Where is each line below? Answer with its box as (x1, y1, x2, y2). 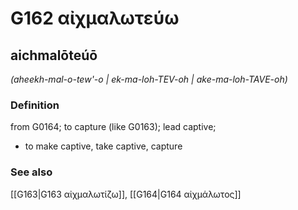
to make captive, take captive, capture (24, 140, 183, 152)
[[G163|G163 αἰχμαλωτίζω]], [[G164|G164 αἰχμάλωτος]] (10, 188, 242, 200)
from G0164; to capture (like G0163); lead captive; (10, 121, 217, 133)
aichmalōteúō (10, 47, 98, 64)
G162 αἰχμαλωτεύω (10, 7, 180, 30)
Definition (10, 98, 60, 112)
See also (10, 165, 53, 179)
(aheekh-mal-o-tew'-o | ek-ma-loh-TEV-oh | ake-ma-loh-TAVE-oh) (10, 73, 288, 85)
